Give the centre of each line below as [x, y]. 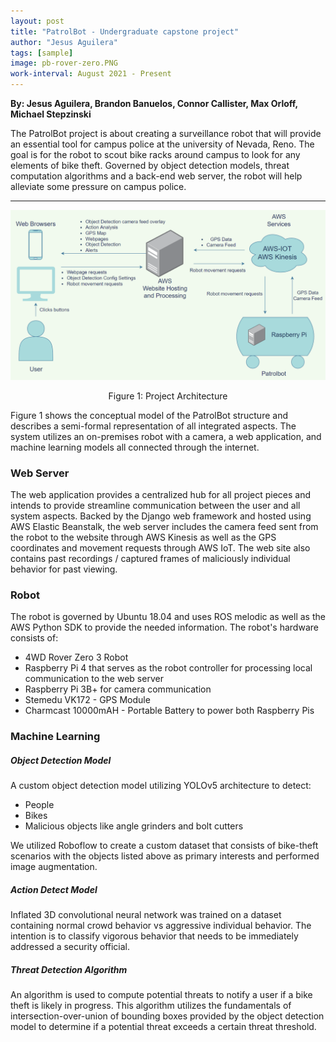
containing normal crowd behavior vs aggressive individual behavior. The [161, 926]
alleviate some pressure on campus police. [98, 186]
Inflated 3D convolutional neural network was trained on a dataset [146, 915]
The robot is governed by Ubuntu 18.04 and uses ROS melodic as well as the [168, 617]
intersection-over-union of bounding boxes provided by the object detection [167, 1016]
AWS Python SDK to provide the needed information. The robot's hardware [164, 627]
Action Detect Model [54, 889]
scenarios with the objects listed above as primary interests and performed [165, 856]
